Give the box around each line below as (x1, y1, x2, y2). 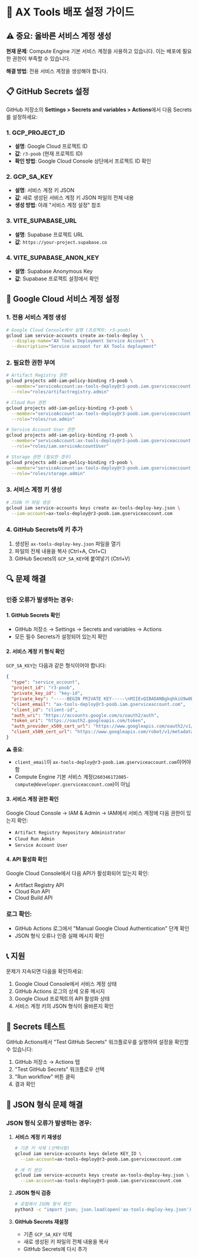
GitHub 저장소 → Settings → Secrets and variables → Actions (14, 625, 162, 633)
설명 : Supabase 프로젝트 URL (14, 231, 84, 238)
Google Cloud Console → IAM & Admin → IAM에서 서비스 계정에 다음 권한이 (6, 809, 186, 817)
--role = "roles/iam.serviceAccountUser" (11, 443, 110, 450)
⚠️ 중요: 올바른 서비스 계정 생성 (6, 31, 112, 41)
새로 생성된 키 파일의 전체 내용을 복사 (23, 1238, 109, 1245)
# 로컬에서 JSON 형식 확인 (14, 1201, 71, 1207)
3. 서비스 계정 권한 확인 (6, 795, 59, 802)
